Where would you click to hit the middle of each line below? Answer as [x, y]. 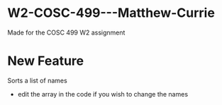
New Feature [45, 61]
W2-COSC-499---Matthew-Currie [111, 13]
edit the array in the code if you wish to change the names [103, 94]
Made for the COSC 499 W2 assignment [66, 32]
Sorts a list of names [37, 80]
